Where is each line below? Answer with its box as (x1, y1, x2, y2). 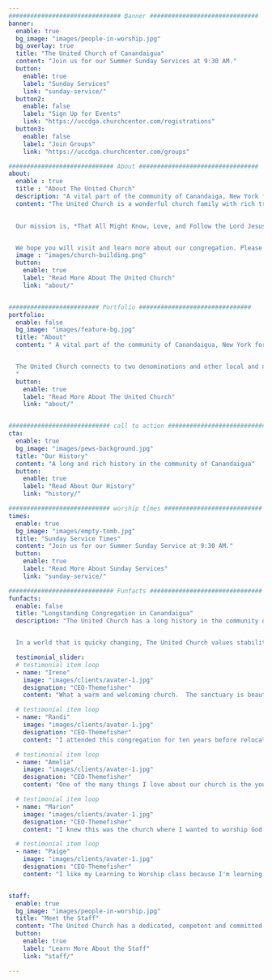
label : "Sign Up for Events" (23, 110, 121, 118)
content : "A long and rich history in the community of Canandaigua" (15, 460, 255, 468)
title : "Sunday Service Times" (15, 534, 121, 543)
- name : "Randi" (15, 713, 70, 721)
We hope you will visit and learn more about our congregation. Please (15, 244, 263, 252)
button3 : (15, 125, 45, 133)
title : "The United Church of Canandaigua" (15, 49, 164, 58)
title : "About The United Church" (15, 185, 136, 193)
